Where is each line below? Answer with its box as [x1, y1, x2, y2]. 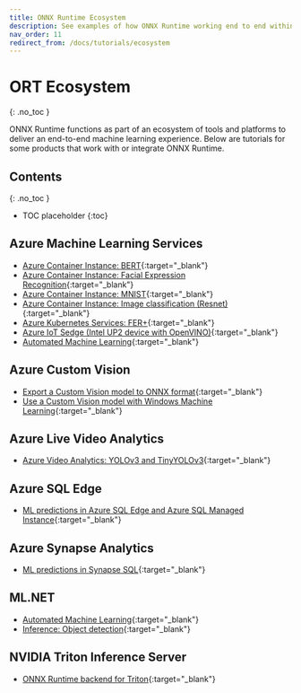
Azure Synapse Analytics [9, 540, 154, 556]
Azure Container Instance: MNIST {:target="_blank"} [21, 288, 214, 299]
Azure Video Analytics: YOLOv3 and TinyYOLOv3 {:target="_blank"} [21, 455, 271, 466]
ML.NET [9, 590, 56, 606]
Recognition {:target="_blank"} [21, 279, 134, 290]
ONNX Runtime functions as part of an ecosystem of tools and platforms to [9, 124, 287, 135]
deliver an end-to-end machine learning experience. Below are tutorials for [9, 134, 286, 145]
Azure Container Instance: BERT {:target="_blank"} [21, 259, 209, 270]
